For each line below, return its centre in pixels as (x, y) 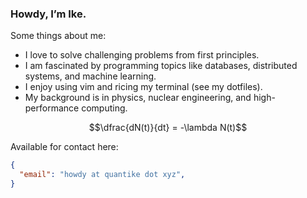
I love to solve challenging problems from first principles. (142, 55)
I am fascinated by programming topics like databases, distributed (161, 66)
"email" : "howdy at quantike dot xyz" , (102, 175)
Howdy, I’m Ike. (48, 14)
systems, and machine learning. (90, 76)
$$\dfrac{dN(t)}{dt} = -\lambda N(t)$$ (168, 128)
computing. (104, 108)
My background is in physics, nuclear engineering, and (138, 98)
